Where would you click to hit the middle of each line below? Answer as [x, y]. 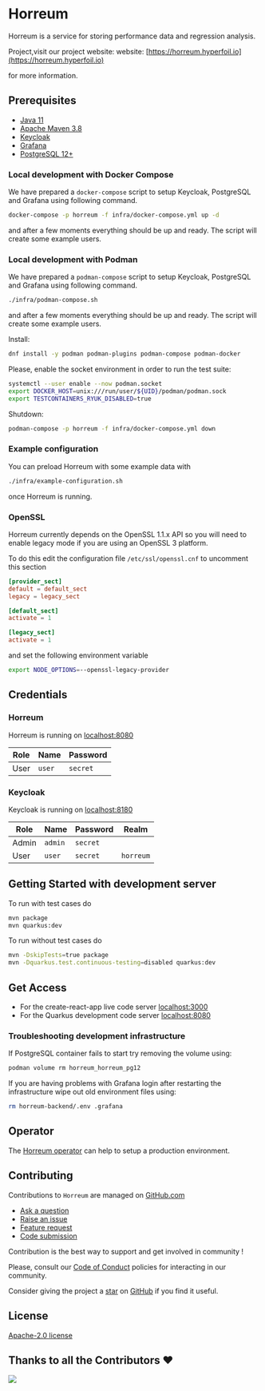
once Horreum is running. [50, 496]
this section [27, 566]
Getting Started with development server [113, 884]
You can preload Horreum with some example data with [100, 466]
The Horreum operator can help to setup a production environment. [119, 1151]
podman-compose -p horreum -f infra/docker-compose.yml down [112, 428]
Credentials [38, 695]
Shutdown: [26, 414]
